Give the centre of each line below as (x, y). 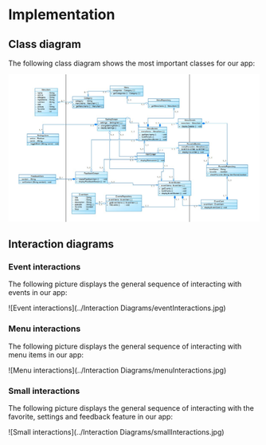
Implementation (62, 15)
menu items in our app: (46, 354)
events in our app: (38, 293)
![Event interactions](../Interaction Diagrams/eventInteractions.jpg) (117, 308)
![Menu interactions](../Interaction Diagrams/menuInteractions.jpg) (117, 370)
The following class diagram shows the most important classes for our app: (132, 63)
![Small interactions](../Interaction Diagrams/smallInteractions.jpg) (116, 432)
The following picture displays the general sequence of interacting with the (131, 408)
